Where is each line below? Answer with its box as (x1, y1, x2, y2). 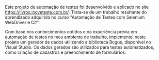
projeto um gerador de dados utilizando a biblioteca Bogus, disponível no (5, 39, 151, 45)
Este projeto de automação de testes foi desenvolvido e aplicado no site (5, 4, 149, 10)
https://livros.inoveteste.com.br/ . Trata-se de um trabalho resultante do (5, 9, 147, 15)
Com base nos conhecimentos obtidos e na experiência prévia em (5, 29, 137, 34)
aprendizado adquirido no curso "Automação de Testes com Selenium (5, 15, 145, 20)
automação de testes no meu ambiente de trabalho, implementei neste (5, 34, 146, 40)
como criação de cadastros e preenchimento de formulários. (5, 49, 126, 55)
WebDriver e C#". (5, 19, 40, 25)
